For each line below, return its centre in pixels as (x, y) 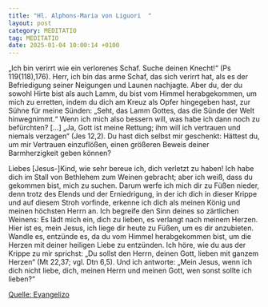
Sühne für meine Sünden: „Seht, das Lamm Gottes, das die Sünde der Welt (131, 111)
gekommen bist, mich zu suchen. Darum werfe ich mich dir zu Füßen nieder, (134, 185)
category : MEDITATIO (43, 30)
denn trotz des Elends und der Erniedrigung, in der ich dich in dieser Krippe (133, 194)
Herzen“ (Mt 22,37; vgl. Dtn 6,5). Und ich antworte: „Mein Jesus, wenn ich (130, 262)
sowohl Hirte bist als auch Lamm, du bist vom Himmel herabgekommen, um (133, 94)
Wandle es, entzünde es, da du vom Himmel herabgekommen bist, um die (130, 237)
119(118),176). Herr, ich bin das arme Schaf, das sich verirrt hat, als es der (128, 77)
